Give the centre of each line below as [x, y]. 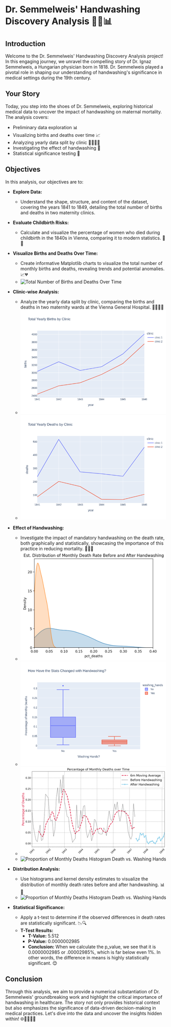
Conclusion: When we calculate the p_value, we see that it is [92, 947]
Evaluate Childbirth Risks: [41, 222]
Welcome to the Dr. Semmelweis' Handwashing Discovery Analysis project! [84, 56]
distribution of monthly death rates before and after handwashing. [90, 885]
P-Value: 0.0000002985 [54, 941]
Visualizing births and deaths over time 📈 [56, 135]
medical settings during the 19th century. [48, 78]
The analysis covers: [27, 117]
